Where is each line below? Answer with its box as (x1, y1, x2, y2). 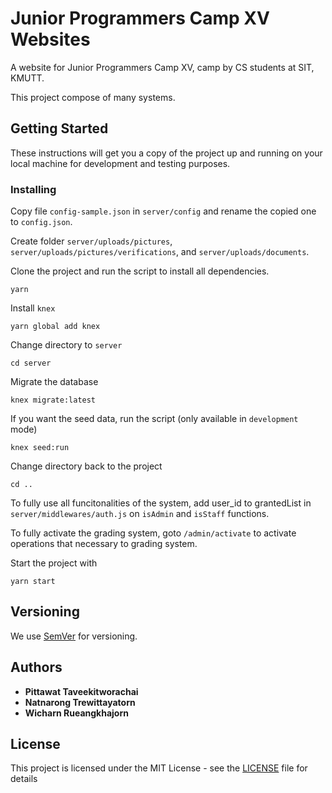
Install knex (10, 302, 56, 314)
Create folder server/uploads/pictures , (10, 235, 173, 247)
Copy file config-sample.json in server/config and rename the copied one (10, 205, 317, 217)
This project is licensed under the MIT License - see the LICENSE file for (10, 762, 308, 774)
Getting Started (10, 120, 109, 137)
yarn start (10, 577, 56, 587)
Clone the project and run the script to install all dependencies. (10, 265, 270, 277)
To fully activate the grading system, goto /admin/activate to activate (10, 527, 297, 539)
